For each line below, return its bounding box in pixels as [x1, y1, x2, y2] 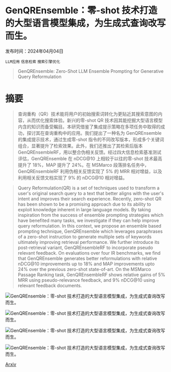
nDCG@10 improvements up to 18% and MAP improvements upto [17, 261, 155, 267]
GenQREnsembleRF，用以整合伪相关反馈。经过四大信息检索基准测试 [17, 149, 162, 155]
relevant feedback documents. [17, 282, 82, 288]
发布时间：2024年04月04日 [5, 48, 64, 54]
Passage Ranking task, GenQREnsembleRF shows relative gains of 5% [17, 271, 165, 278]
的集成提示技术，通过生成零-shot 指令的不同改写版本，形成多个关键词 [17, 136, 164, 142]
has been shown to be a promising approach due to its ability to [17, 201, 151, 207]
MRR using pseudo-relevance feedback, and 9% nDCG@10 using [17, 277, 155, 283]
